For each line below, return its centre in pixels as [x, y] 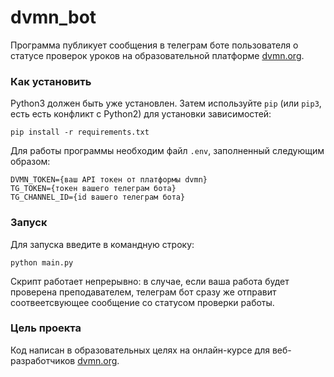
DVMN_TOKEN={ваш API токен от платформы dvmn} [109, 180]
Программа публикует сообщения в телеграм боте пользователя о [154, 45]
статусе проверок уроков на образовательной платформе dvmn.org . [157, 55]
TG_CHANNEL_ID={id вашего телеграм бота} [98, 197]
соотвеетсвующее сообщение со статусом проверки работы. [142, 302]
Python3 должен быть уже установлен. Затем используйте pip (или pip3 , [166, 103]
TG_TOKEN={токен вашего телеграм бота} [93, 189]
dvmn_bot [53, 17]
